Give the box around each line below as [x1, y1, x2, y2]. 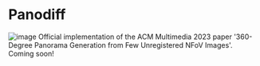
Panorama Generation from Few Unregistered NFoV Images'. [34, 40, 233, 49]
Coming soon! [8, 49, 54, 58]
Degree [8, 40, 33, 49]
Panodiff [8, 6, 66, 24]
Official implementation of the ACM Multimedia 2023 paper [38, 32, 233, 41]
